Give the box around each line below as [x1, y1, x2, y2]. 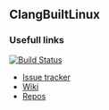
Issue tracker [21, 72, 71, 82]
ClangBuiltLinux [9, 7, 101, 22]
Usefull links [9, 34, 65, 47]
